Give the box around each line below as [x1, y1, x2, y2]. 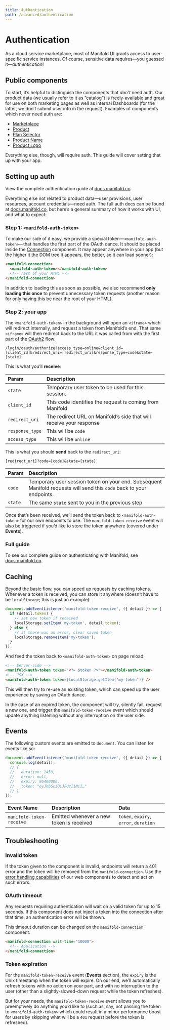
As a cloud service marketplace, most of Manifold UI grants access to [5, 51, 151, 57]
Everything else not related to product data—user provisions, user [5, 195, 143, 201]
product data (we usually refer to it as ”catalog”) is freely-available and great [5, 95, 165, 101]
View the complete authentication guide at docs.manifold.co [5, 186, 131, 192]
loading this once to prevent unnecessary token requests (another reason [5, 290, 160, 296]
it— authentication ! [5, 61, 44, 67]
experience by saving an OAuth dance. [5, 691, 86, 697]
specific [5, 56, 22, 62]
